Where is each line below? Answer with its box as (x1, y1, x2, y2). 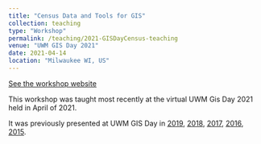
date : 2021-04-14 (8, 49, 67, 57)
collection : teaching (8, 19, 81, 27)
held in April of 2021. (8, 102, 77, 113)
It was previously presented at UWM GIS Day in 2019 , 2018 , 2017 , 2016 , (8, 118, 244, 128)
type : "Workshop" (8, 27, 67, 35)
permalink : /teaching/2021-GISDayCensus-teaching (8, 34, 179, 43)
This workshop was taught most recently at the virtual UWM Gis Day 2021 (8, 94, 254, 104)
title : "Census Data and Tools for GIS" (8, 11, 147, 20)
